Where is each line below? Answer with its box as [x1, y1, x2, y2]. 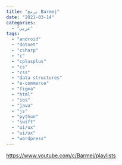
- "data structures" [11, 75, 62, 81]
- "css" [11, 69, 31, 75]
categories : [6, 20, 36, 26]
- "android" [11, 36, 42, 42]
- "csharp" [11, 47, 39, 53]
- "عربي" [11, 25, 33, 31]
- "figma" [11, 86, 36, 92]
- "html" [11, 91, 33, 97]
